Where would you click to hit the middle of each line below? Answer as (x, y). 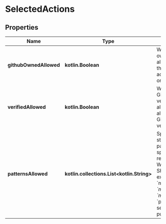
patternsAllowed (28, 174)
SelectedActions (40, 9)
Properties (22, 27)
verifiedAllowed (27, 107)
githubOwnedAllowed (34, 65)
